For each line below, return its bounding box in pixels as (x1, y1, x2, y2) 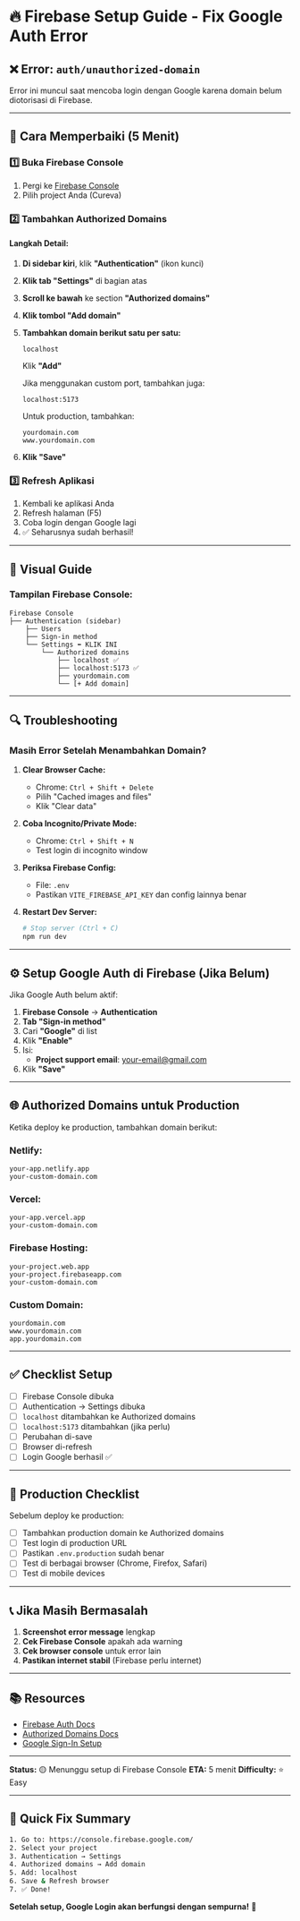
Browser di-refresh (21, 1441, 92, 1452)
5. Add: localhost (9, 1868, 78, 1877)
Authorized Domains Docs (21, 1729, 119, 1739)
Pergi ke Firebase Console (21, 180, 120, 191)
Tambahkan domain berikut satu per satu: (21, 327, 181, 337)
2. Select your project (9, 1843, 98, 1852)
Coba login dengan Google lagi (21, 517, 137, 528)
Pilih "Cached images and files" (35, 791, 152, 802)
